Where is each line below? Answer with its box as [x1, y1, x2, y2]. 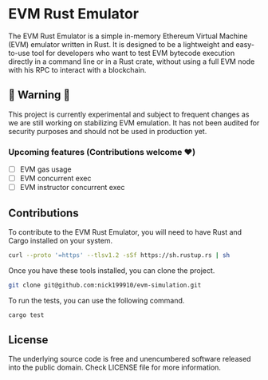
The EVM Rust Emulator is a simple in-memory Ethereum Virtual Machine [8, 31, 248, 41]
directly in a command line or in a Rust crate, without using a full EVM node [8, 57, 255, 66]
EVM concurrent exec [19, 173, 92, 184]
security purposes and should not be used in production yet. [8, 126, 207, 136]
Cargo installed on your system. [8, 236, 113, 246]
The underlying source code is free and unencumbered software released [8, 354, 251, 364]
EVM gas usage [19, 164, 72, 174]
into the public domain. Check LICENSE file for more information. [8, 362, 222, 372]
